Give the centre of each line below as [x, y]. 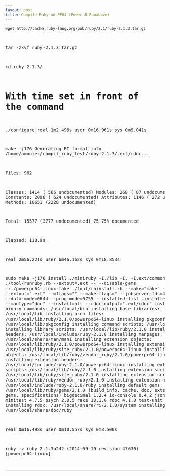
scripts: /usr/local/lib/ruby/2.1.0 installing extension [79, 370]
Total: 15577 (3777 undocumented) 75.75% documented [72, 221]
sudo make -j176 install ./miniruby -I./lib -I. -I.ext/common [85, 278]
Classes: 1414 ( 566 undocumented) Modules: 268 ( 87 [73, 192]
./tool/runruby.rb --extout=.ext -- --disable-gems [71, 283]
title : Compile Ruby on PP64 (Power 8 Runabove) [57, 15]
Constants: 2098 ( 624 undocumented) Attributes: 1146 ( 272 [83, 197]
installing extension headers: [44, 360]
